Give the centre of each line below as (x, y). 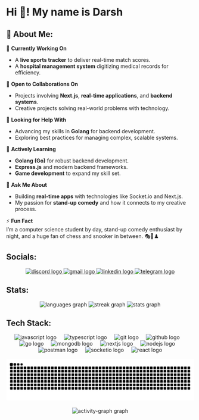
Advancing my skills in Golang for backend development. (85, 131)
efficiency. (27, 73)
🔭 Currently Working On (36, 48)
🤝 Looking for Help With (36, 120)
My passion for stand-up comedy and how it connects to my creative (100, 203)
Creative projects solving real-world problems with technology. (92, 108)
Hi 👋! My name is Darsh (65, 12)
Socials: (21, 257)
